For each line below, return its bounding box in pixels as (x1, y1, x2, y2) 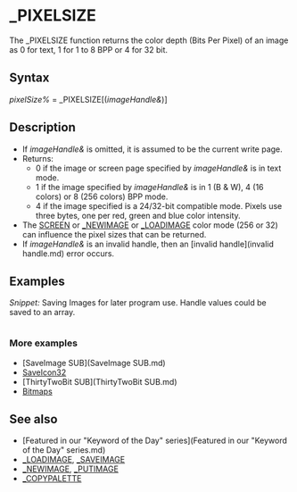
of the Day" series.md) (21, 445, 106, 455)
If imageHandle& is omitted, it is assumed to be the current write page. (21, 144, 283, 154)
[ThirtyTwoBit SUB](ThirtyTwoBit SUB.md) (21, 376, 177, 387)
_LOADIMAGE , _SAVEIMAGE (21, 454, 126, 465)
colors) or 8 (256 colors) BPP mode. (35, 191, 169, 202)
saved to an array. (9, 307, 76, 318)
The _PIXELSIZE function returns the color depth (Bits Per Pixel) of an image (9, 35, 289, 46)
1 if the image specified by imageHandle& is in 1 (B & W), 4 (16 (35, 181, 265, 192)
